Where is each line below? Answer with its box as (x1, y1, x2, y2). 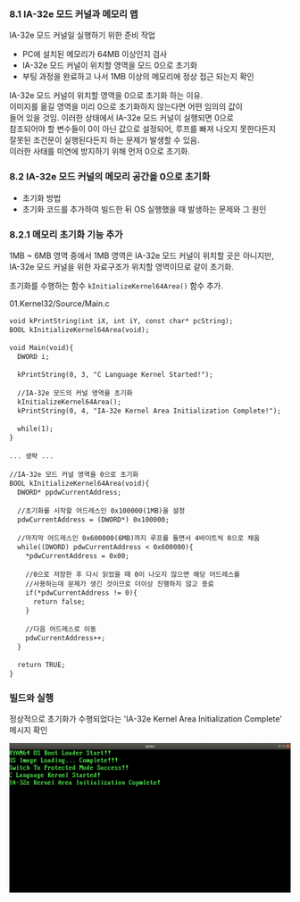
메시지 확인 (9, 725, 48, 736)
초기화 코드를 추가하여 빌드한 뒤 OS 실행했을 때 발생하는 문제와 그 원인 (21, 204, 267, 214)
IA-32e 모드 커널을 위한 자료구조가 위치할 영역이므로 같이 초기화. (9, 261, 235, 271)
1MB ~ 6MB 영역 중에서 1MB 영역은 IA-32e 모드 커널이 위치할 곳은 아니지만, (9, 250, 274, 261)
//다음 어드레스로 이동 (25, 624, 96, 633)
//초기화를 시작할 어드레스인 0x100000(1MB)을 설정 (17, 506, 186, 515)
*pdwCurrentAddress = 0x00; (25, 551, 129, 560)
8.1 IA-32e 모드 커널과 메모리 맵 (9, 7, 138, 20)
